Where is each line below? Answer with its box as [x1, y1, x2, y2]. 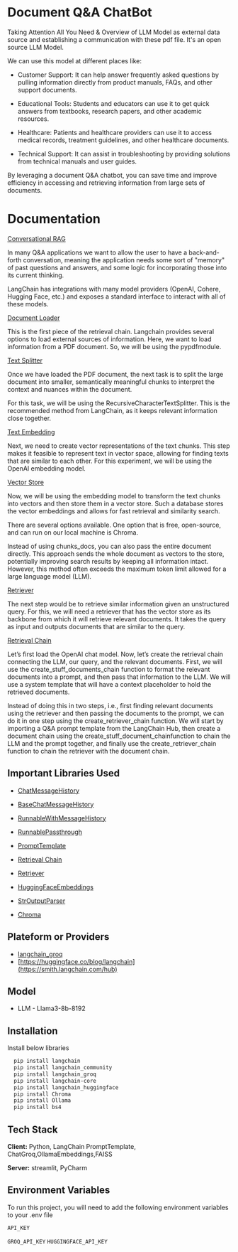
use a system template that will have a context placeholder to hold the [7, 680, 212, 688]
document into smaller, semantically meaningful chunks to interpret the [7, 378, 215, 386]
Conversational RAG [7, 234, 66, 242]
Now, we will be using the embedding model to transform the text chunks [7, 491, 221, 500]
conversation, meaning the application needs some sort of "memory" [23, 255, 225, 264]
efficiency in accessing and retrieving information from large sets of [7, 178, 205, 187]
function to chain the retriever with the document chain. [7, 747, 170, 755]
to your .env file [7, 1210, 53, 1219]
